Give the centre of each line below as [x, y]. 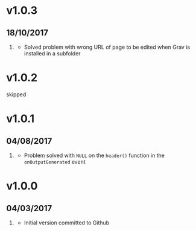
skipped [16, 94]
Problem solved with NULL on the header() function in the [94, 155]
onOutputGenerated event [55, 162]
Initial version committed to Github [67, 223]
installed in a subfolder [52, 54]
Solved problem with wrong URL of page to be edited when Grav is [107, 47]
